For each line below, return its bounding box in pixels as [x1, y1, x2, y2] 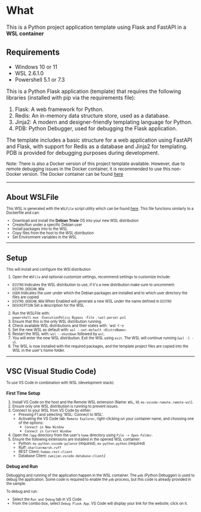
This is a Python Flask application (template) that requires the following [6, 88, 181, 95]
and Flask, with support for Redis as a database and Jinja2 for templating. [6, 142, 188, 150]
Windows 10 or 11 [14, 63, 58, 70]
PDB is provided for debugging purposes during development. [6, 149, 160, 156]
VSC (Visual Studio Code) [6, 366, 97, 376]
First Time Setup [6, 390, 41, 396]
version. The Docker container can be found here [22, 171, 124, 177]
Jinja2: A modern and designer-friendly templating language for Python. [14, 118, 193, 125]
